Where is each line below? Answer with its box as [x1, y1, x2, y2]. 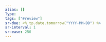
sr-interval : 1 [5, 25, 36, 30]
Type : [5, 12, 16, 16]
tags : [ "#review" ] [5, 16, 42, 21]
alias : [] [5, 7, 25, 12]
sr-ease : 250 [5, 29, 32, 34]
